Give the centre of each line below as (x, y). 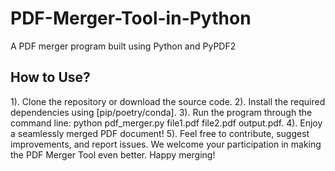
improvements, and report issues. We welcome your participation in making (166, 144)
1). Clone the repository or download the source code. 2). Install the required (168, 101)
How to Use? (50, 77)
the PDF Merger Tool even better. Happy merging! (113, 154)
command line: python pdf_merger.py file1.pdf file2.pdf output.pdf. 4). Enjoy (166, 123)
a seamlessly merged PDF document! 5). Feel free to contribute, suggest (160, 133)
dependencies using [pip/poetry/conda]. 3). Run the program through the (161, 112)
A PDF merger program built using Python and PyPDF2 (123, 46)
